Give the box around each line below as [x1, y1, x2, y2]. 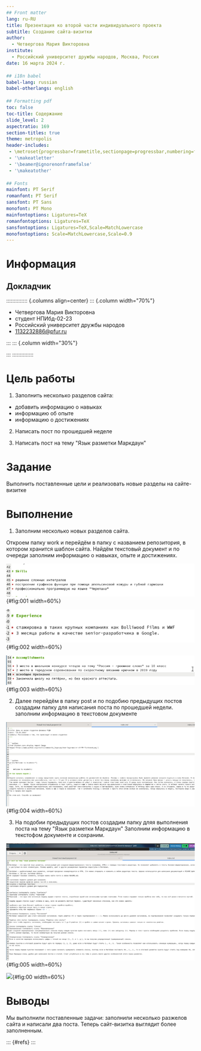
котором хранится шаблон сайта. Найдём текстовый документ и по [6, 545, 180, 552]
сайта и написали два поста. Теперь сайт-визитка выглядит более [6, 1020, 176, 1028]
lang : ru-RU [6, 16, 36, 22]
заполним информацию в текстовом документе [14, 710, 138, 717]
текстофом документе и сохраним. [14, 832, 105, 839]
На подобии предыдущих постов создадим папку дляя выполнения [14, 819, 188, 826]
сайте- [174, 480, 192, 488]
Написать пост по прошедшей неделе [14, 428, 112, 435]
